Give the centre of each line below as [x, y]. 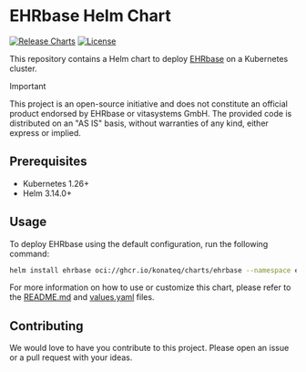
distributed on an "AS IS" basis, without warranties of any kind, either [139, 123]
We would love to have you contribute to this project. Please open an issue [149, 348]
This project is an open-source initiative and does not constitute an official [149, 103]
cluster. [24, 68]
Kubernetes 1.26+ [56, 183]
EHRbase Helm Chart [90, 16]
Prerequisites [48, 162]
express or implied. [46, 132]
